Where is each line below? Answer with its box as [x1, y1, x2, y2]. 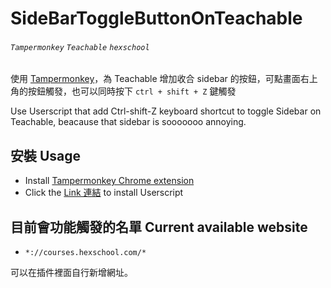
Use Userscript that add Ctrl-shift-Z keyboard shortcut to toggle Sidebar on [10, 105, 322, 117]
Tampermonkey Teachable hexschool [10, 42, 150, 52]
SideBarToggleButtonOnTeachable [10, 7, 303, 30]
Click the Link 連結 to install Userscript [24, 187, 184, 199]
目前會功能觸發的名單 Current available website [10, 218, 308, 236]
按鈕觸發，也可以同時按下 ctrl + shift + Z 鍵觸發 [27, 85, 237, 97]
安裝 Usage [10, 147, 82, 164]
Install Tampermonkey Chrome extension [24, 175, 195, 187]
